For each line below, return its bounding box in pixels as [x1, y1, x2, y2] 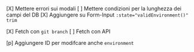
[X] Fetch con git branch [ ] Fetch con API [6, 28, 111, 35]
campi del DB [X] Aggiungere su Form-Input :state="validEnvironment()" [6, 11, 189, 18]
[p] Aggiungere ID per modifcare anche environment [6, 40, 134, 46]
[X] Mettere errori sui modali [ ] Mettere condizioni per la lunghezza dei [6, 5, 181, 12]
